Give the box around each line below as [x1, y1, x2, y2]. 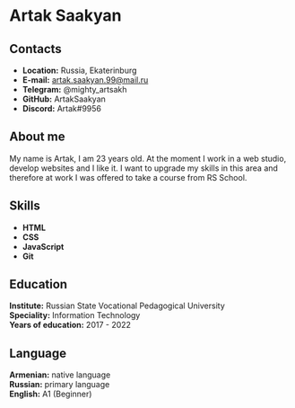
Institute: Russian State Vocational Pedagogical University [9, 300, 226, 311]
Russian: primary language [9, 379, 110, 390]
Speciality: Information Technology [9, 310, 141, 321]
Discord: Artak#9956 [22, 103, 101, 113]
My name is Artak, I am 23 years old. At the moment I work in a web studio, [9, 153, 287, 164]
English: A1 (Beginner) [9, 388, 92, 400]
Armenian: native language [9, 369, 111, 380]
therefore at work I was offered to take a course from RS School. [9, 172, 247, 182]
